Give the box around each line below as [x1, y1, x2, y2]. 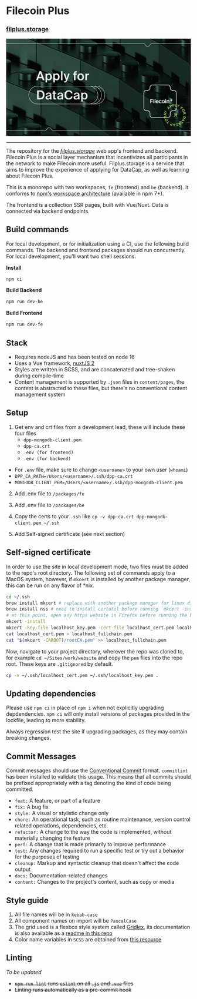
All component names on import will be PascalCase [14, 917, 137, 924]
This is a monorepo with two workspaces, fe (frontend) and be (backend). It [6, 183, 189, 190]
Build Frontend [6, 310, 43, 317]
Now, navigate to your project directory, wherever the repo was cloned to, [6, 648, 185, 655]
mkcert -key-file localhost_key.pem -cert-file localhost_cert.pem [6, 625, 175, 631]
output [14, 866, 31, 873]
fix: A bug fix [14, 803, 49, 810]
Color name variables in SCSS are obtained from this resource [14, 936, 162, 943]
